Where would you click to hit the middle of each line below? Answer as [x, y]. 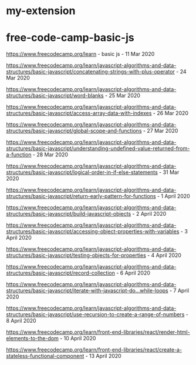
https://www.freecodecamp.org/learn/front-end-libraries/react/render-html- [98, 332]
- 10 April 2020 [78, 339]
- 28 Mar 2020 [50, 155]
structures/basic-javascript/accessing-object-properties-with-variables [93, 232]
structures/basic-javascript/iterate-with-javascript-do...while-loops [87, 291]
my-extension [41, 11]
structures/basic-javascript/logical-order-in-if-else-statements [82, 172]
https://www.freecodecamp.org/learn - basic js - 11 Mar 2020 [80, 54]
